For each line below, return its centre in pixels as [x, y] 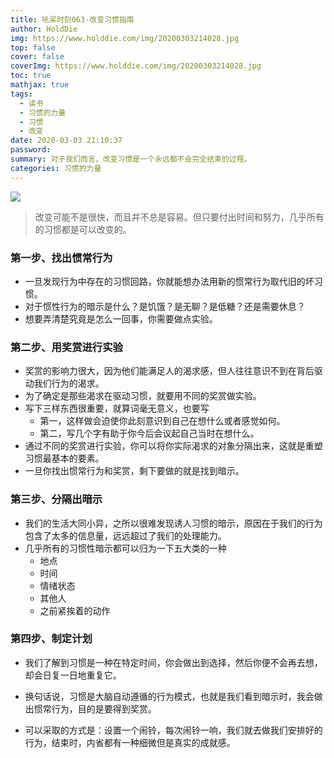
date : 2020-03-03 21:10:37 [66, 141]
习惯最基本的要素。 [64, 458]
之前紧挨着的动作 [75, 610]
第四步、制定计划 [51, 639]
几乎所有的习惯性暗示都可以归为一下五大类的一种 [125, 548]
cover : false [37, 57]
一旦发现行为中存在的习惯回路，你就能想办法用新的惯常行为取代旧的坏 [169, 281]
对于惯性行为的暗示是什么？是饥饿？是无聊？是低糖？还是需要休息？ [165, 306]
